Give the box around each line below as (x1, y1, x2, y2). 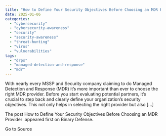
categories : (5, 16, 30, 21)
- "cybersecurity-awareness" (9, 26, 70, 31)
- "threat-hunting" (9, 40, 50, 45)
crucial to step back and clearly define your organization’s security (5, 96, 141, 102)
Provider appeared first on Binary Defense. (5, 117, 94, 122)
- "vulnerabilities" (9, 48, 52, 53)
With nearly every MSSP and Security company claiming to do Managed (5, 81, 152, 87)
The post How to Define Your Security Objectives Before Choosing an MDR (5, 111, 158, 117)
